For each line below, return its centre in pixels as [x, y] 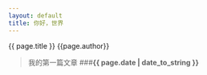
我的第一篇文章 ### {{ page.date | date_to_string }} [113, 62]
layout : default [35, 16]
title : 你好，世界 [36, 23]
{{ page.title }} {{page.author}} [59, 45]
